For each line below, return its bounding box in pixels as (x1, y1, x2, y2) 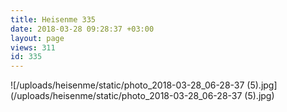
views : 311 (10, 42, 56, 53)
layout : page (10, 33, 65, 43)
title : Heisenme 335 (10, 14, 97, 25)
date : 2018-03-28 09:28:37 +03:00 (10, 24, 155, 34)
